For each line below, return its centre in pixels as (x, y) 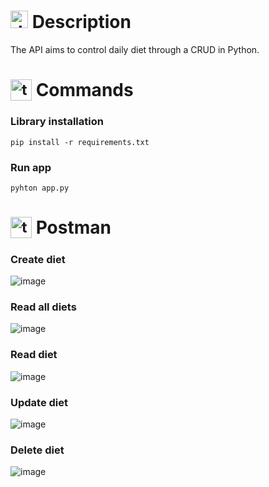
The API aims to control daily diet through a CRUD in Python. (135, 49)
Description (81, 22)
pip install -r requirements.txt (80, 142)
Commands (84, 90)
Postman (73, 227)
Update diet (39, 402)
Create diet (38, 259)
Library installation (57, 122)
